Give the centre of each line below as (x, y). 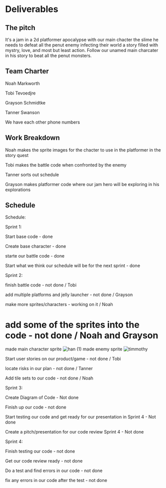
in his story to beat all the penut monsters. (49, 55)
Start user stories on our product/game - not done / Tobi (63, 359)
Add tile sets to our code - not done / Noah (49, 378)
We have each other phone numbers (43, 122)
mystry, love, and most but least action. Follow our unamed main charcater (82, 50)
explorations (18, 189)
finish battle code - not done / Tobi (41, 285)
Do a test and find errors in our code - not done (54, 470)
